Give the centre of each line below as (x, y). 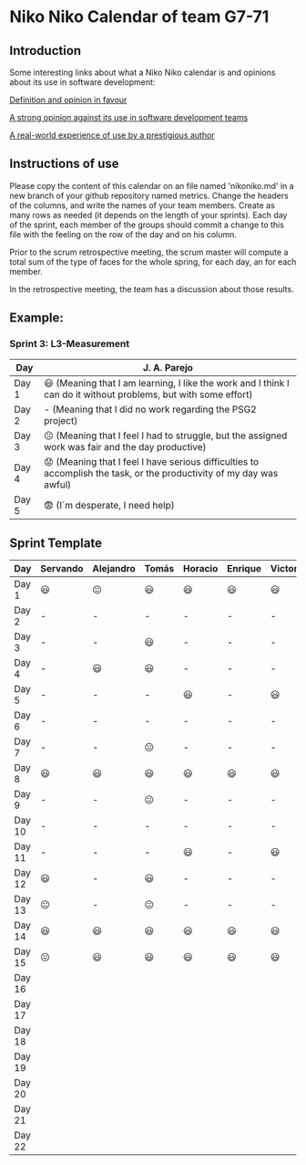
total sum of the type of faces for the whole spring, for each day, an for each (153, 261)
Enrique (245, 569)
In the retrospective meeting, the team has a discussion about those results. (152, 289)
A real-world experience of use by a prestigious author (112, 135)
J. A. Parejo (168, 367)
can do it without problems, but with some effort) (148, 394)
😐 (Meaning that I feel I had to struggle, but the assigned (166, 436)
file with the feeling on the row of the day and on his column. (123, 234)
